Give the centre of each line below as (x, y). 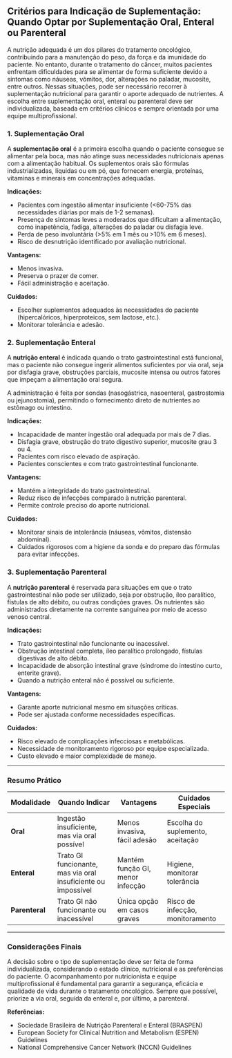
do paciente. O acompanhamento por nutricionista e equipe (92, 976)
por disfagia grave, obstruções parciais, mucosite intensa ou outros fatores (114, 372)
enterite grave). (39, 673)
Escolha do (185, 823)
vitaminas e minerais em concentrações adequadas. (81, 178)
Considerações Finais (44, 947)
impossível (74, 890)
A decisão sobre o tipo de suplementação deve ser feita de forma (100, 962)
